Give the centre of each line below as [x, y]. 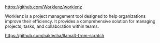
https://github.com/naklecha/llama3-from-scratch [55, 36]
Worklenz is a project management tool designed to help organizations [75, 16]
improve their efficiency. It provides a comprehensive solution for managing [80, 21]
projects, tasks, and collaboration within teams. [52, 26]
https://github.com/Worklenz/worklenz [44, 7]
